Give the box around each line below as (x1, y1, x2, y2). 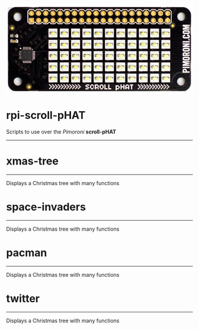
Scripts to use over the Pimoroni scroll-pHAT (6, 128, 117, 135)
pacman (6, 246, 47, 260)
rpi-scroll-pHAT (6, 109, 86, 122)
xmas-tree (6, 154, 59, 168)
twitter (6, 292, 40, 305)
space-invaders (6, 200, 86, 214)
